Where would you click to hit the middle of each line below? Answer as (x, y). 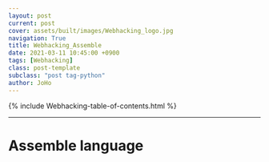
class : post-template (44, 68)
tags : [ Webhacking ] (41, 61)
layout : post (30, 16)
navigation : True (37, 38)
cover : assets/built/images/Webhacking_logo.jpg (91, 30)
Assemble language (76, 146)
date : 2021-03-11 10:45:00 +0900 (64, 53)
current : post (32, 23)
